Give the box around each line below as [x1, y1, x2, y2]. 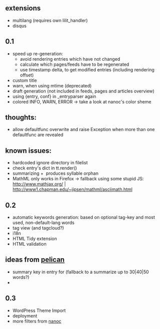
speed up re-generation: [12, 50, 64, 57]
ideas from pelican [5, 256, 65, 264]
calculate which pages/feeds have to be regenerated [20, 61, 129, 67]
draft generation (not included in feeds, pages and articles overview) [12, 88, 154, 94]
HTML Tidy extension [12, 236, 57, 242]
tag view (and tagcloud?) [12, 225, 64, 231]
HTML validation [12, 241, 47, 247]
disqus [12, 23, 27, 29]
